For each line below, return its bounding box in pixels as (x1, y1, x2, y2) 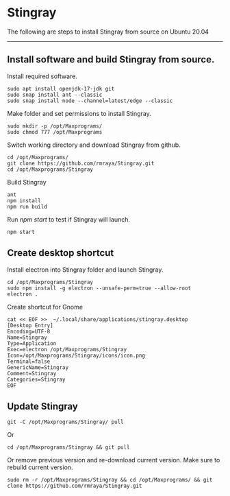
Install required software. (7, 72, 77, 80)
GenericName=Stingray (7, 364, 69, 371)
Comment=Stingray (7, 370, 57, 377)
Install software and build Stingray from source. (7, 54, 215, 66)
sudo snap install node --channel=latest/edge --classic (7, 97, 173, 104)
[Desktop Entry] (7, 322, 53, 329)
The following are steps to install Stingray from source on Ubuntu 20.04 (7, 27, 209, 36)
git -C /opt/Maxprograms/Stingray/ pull (7, 418, 125, 426)
